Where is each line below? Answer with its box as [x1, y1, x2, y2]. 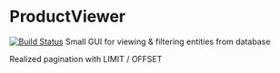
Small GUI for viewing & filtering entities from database [65, 36, 271, 47]
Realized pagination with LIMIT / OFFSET [9, 53, 163, 64]
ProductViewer [9, 6, 126, 27]
